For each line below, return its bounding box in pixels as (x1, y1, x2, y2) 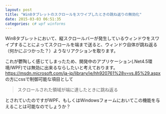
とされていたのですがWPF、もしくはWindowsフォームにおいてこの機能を (5, 98, 156, 104)
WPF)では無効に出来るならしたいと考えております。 (11, 65, 118, 71)
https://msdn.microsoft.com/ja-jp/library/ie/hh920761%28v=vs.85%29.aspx (5, 70, 161, 76)
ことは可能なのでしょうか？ (13, 104, 71, 110)
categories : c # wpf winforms (5, 21, 66, 26)
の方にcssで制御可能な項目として (5, 76, 74, 82)
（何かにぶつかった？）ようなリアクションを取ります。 (5, 48, 118, 54)
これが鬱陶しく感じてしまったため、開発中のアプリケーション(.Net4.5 (5, 58, 149, 65)
